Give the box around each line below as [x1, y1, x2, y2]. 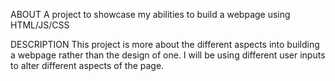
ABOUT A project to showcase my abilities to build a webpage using [10, 9, 291, 20]
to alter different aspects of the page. [10, 60, 165, 71]
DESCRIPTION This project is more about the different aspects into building [10, 39, 320, 50]
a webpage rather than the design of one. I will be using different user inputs [10, 49, 326, 61]
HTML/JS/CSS [10, 19, 70, 31]
